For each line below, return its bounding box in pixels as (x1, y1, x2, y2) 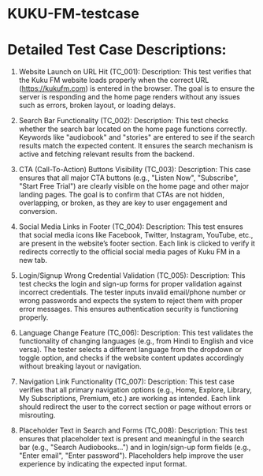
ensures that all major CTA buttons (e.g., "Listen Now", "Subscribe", (18, 173, 239, 182)
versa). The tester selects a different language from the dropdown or (18, 345, 242, 354)
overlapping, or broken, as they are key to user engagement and (18, 198, 228, 208)
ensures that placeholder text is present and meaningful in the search (18, 434, 245, 444)
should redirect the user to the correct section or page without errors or (18, 402, 252, 411)
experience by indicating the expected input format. (18, 459, 187, 469)
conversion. (18, 207, 57, 216)
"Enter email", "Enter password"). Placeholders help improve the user (18, 451, 244, 460)
